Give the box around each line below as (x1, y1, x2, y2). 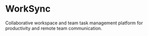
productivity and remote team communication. (5, 25, 103, 31)
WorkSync (5, 3, 51, 15)
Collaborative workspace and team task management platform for (5, 20, 143, 26)
